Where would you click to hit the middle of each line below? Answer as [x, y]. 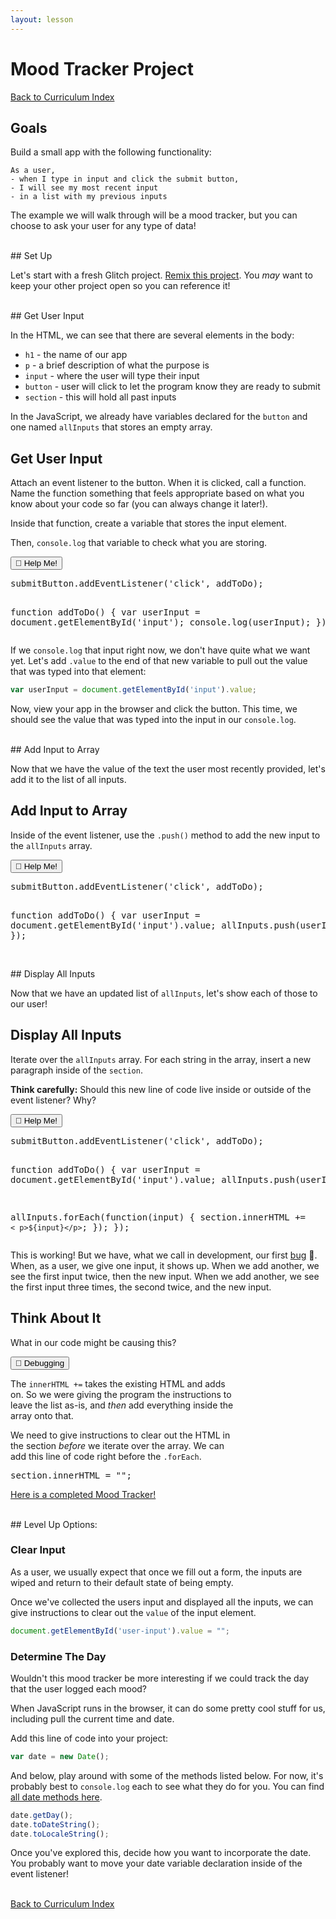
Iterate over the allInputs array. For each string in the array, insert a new [161, 1059]
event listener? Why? [53, 1100]
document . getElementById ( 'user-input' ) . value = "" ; [120, 1631]
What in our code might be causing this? [93, 1342]
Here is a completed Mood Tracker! [83, 1494]
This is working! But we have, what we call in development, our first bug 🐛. [164, 1255]
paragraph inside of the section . [76, 1070]
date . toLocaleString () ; [60, 1834]
